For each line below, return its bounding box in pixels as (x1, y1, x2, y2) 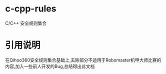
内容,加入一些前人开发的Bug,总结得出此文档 (5, 63, 95, 69)
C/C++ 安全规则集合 (5, 20, 46, 26)
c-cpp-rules (5, 3, 56, 14)
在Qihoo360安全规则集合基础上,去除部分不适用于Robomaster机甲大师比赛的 (5, 57, 161, 63)
